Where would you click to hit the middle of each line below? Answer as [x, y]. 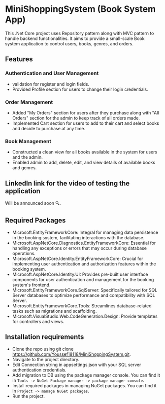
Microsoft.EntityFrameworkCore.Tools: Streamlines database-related [82, 306]
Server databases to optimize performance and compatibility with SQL [83, 295]
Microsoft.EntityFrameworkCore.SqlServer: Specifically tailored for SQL [85, 290]
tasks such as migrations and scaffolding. [54, 311]
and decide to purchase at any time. [49, 128]
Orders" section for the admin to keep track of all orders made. [76, 118]
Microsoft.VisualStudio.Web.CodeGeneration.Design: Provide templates [85, 316]
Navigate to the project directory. [46, 359]
